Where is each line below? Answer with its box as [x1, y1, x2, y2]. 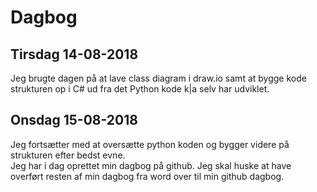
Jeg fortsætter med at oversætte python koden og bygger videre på [10, 138, 290, 150]
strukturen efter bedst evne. [10, 149, 126, 161]
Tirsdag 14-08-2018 [10, 46, 139, 63]
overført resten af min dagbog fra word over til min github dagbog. [10, 170, 285, 182]
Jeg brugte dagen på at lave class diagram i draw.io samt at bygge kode [10, 72, 307, 84]
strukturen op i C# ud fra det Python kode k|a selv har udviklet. [10, 83, 270, 95]
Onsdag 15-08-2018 [10, 112, 138, 129]
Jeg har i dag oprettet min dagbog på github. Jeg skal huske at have [10, 159, 292, 171]
